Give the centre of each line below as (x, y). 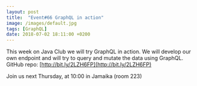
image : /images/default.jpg (42, 23)
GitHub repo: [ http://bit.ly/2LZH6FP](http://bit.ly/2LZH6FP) (79, 65)
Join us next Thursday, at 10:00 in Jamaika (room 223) (74, 76)
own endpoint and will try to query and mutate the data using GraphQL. (95, 58)
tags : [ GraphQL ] (27, 29)
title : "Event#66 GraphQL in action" (55, 18)
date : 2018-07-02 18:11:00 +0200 (48, 35)
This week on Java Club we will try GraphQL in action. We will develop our (99, 51)
